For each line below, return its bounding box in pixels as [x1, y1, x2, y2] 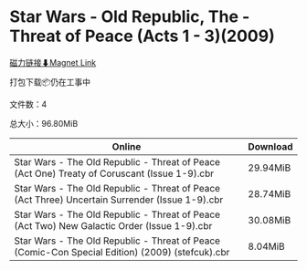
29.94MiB [248, 161, 291, 174]
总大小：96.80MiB [9, 118, 79, 129]
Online [111, 140, 142, 152]
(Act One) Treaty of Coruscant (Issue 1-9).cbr [14, 167, 215, 180]
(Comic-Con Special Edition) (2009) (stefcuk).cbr [14, 245, 230, 258]
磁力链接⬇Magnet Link [9, 57, 97, 67]
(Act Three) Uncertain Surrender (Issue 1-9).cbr [14, 193, 224, 206]
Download [248, 140, 293, 152]
